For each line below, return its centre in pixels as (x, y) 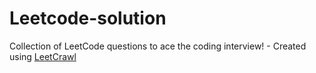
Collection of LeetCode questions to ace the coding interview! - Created (158, 46)
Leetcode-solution (88, 18)
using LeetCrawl (43, 56)
